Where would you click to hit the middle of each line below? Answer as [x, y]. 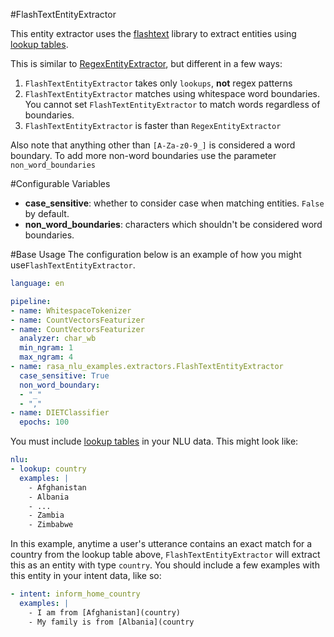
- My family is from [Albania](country [111, 622]
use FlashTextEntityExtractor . [73, 265]
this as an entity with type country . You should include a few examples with [165, 565]
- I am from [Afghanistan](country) [105, 612]
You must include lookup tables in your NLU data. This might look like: [154, 441]
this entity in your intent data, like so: [86, 576]
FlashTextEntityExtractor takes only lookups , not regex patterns [158, 83]
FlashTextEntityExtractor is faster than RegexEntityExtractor [153, 125]
